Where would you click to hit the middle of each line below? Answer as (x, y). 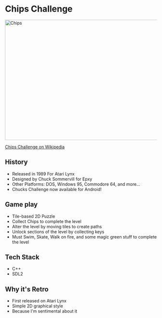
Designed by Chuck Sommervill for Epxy (52, 179)
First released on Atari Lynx (39, 301)
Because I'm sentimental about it (44, 311)
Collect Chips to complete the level (47, 221)
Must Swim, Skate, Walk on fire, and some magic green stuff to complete (84, 237)
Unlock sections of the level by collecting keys (58, 232)
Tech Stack (22, 257)
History (16, 162)
